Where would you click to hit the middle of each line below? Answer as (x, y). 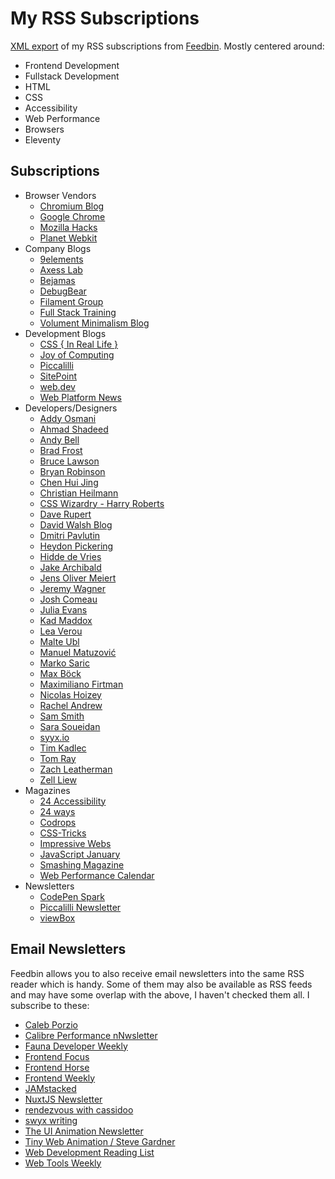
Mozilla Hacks (68, 227)
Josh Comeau (68, 599)
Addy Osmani (68, 418)
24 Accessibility (73, 801)
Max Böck (60, 673)
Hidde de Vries (70, 556)
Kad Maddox (66, 620)
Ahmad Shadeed (74, 429)
